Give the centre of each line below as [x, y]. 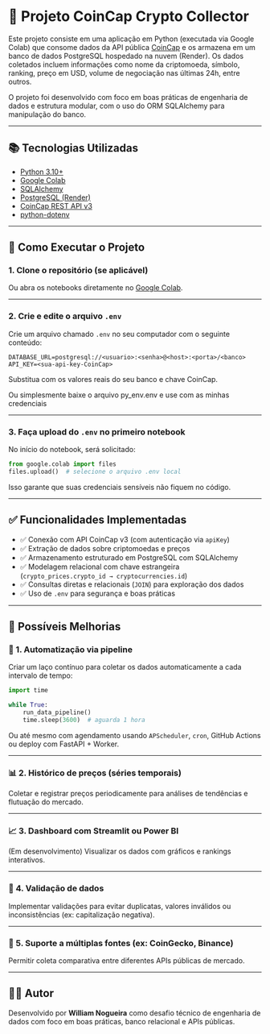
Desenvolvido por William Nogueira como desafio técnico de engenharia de [135, 1013]
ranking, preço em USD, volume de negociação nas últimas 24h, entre [124, 73]
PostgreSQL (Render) [55, 197]
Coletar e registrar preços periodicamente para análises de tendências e [128, 794]
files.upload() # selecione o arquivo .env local [95, 471]
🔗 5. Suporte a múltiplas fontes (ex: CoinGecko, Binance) [121, 943]
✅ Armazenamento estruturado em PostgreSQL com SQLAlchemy [129, 557]
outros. [20, 81]
